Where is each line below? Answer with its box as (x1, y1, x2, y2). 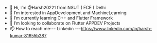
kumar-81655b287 (9, 33, 47, 39)
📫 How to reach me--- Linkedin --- (9, 26, 81, 31)
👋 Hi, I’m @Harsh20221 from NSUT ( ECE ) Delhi (9, 5, 106, 10)
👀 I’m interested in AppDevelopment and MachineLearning (9, 10, 127, 16)
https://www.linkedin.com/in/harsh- (81, 26, 152, 31)
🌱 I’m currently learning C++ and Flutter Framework (9, 15, 113, 21)
